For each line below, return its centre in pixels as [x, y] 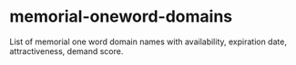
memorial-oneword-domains [121, 17]
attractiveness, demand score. [66, 51]
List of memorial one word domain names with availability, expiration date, [148, 42]
